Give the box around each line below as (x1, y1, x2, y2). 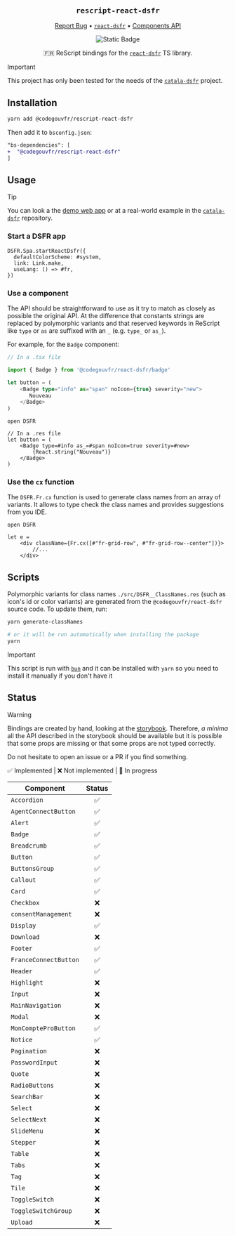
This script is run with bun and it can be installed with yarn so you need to (7, 664, 219, 672)
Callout (11, 876, 36, 883)
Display (11, 921, 36, 929)
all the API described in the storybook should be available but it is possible (7, 731, 222, 739)
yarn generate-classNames (7, 619, 83, 626)
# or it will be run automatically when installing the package (7, 631, 199, 638)
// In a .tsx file (7, 354, 61, 361)
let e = (7, 534, 30, 541)
